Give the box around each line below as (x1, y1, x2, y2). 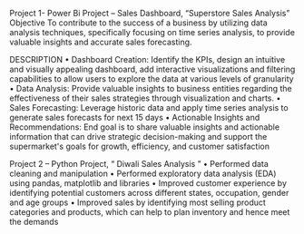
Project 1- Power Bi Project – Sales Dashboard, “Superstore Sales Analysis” (9, 8, 290, 18)
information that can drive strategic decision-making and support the (9, 132, 268, 141)
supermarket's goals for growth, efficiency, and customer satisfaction (9, 141, 270, 151)
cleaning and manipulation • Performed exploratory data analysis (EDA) (9, 168, 277, 179)
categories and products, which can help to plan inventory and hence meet (9, 207, 290, 217)
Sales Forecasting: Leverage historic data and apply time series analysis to (9, 102, 289, 112)
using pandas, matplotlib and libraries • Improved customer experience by (9, 178, 288, 189)
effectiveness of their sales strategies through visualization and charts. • (9, 93, 281, 103)
